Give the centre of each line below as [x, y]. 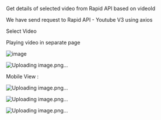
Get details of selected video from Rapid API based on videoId [81, 8]
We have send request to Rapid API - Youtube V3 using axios [79, 20]
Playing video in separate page [43, 42]
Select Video [21, 31]
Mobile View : [22, 76]
